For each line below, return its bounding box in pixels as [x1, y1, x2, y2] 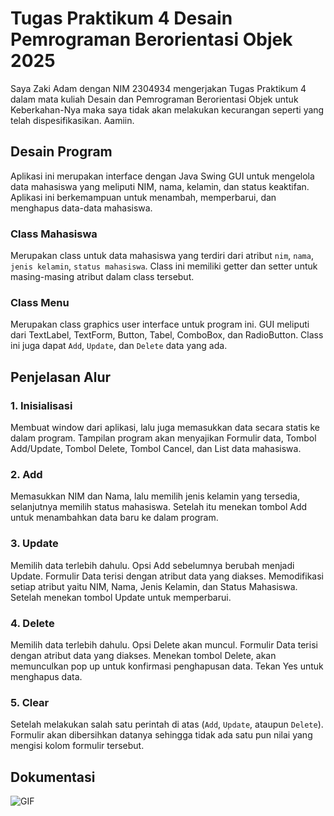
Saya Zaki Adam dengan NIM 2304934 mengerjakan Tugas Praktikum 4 [10, 82, 307, 94]
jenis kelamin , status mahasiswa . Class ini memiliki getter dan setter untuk [10, 260, 318, 272]
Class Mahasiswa [10, 227, 98, 241]
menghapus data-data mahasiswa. [10, 202, 153, 214]
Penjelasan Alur [10, 368, 112, 386]
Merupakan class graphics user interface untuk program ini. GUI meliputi [10, 318, 310, 331]
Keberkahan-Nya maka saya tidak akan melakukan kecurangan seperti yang [10, 103, 325, 116]
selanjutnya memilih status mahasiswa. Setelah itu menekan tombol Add [10, 501, 308, 513]
